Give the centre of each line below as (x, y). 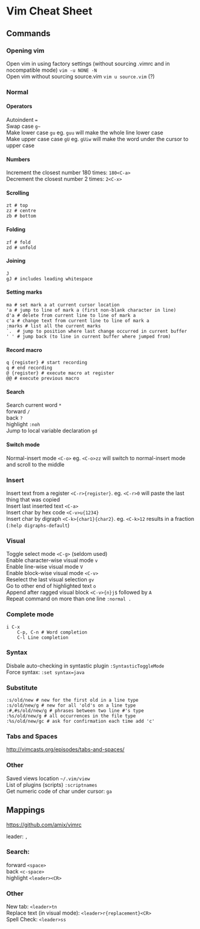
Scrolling (18, 193)
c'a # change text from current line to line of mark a (78, 321)
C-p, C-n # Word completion (52, 632)
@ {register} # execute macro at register (60, 373)
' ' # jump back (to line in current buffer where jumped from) (89, 337)
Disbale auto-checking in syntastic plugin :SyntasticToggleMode (85, 666)
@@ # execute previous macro (43, 379)
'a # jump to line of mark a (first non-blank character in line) (91, 310)
